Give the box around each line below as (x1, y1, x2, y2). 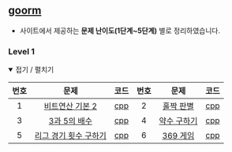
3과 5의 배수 (48, 116, 93, 127)
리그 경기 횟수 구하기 (34, 131, 107, 142)
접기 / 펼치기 (15, 65, 54, 75)
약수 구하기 (159, 116, 198, 127)
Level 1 (8, 46, 36, 57)
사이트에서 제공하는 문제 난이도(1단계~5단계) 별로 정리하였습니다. (19, 25, 221, 35)
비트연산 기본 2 (43, 101, 97, 112)
